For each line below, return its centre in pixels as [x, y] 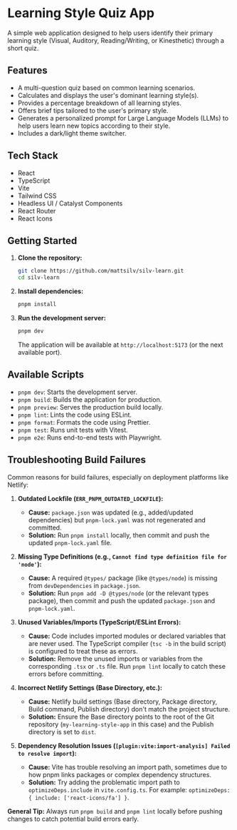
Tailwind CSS [37, 196]
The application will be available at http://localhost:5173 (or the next [120, 345]
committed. [45, 527]
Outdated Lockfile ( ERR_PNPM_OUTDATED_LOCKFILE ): [90, 498]
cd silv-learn [38, 278]
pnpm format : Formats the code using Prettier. [84, 422]
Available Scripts [46, 375]
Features [27, 70]
